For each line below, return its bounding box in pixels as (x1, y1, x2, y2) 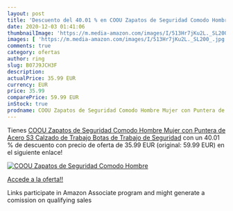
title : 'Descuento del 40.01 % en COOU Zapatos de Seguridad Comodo (7, 17, 209, 24)
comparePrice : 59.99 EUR (7, 94, 79, 101)
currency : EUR (7, 81, 49, 88)
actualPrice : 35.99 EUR (7, 74, 76, 82)
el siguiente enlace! (7, 148, 63, 156)
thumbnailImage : (7, 29, 54, 37)
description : (7, 68, 45, 75)
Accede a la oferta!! (7, 175, 64, 183)
